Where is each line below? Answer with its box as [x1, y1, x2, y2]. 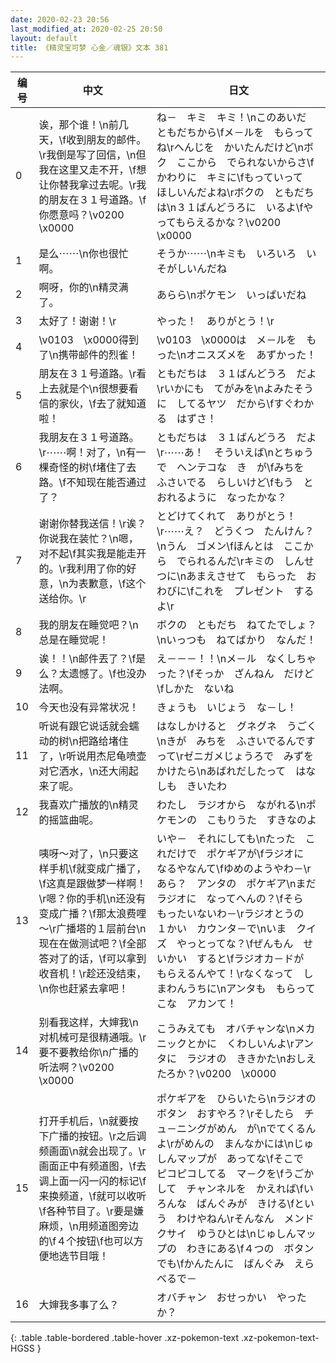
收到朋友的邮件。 [66, 133, 147, 147]
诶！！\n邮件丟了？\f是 [38, 652, 147, 666]
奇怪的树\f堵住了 [48, 461, 127, 475]
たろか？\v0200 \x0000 [156, 1067, 277, 1081]
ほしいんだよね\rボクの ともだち [156, 186, 315, 200]
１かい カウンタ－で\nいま [156, 922, 287, 936]
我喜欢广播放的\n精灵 [38, 798, 139, 812]
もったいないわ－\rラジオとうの [156, 907, 305, 921]
